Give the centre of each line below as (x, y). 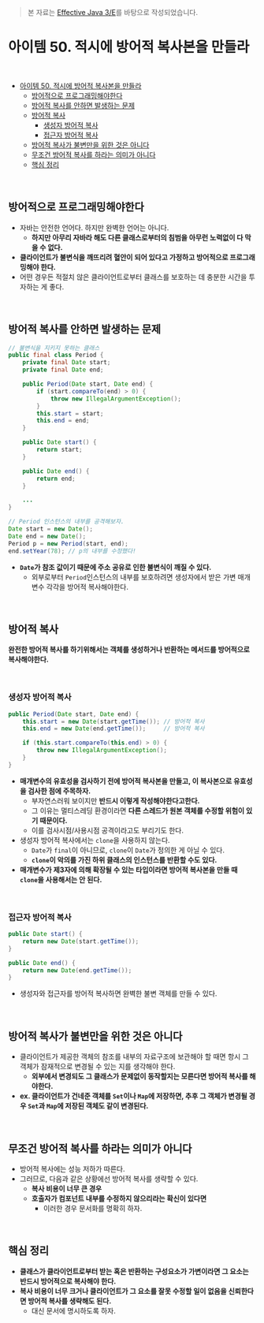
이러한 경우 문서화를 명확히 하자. (93, 1208)
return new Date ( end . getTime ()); (77, 970)
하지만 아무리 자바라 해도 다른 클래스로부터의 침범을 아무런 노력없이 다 (137, 237)
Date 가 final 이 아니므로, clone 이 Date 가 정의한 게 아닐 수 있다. (128, 850)
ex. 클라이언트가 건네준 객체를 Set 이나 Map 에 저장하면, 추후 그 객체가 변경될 (134, 1096)
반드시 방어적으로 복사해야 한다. (68, 1281)
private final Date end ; (63, 370)
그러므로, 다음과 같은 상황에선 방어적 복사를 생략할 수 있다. (109, 1179)
